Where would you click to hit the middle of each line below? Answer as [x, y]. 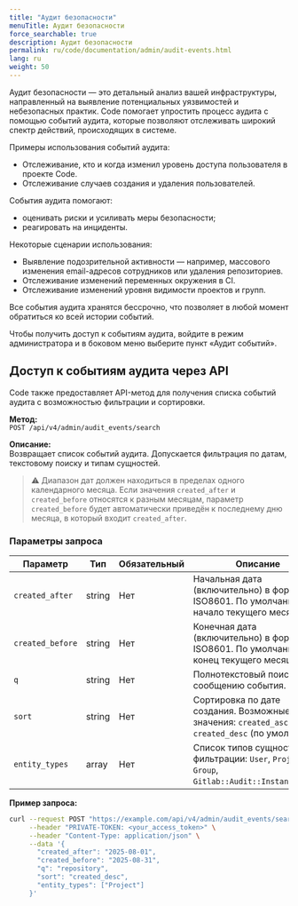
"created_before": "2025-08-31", [99, 861]
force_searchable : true [53, 34]
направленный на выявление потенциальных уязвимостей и [124, 101]
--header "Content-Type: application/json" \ [114, 836]
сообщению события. [239, 685]
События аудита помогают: [61, 200]
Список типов [223, 747]
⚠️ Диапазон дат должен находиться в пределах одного [138, 480]
